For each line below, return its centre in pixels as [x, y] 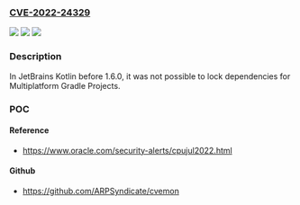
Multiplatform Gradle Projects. [65, 85]
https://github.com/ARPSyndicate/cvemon [101, 191]
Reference [29, 130]
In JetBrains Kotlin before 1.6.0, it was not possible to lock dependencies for [150, 76]
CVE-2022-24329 [50, 13]
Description [36, 57]
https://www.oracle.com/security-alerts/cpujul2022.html [127, 150]
